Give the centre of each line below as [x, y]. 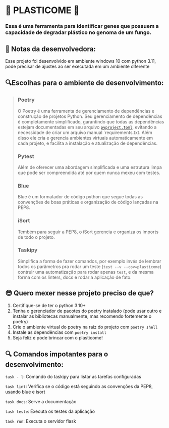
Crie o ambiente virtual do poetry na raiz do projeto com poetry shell [85, 327]
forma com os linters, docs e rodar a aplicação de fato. [75, 277]
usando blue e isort [25, 392]
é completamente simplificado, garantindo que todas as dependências [91, 121]
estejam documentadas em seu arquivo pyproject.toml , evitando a [87, 127]
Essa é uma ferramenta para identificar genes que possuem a [82, 26]
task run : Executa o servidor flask [41, 421]
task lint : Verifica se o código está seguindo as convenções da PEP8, [79, 387]
